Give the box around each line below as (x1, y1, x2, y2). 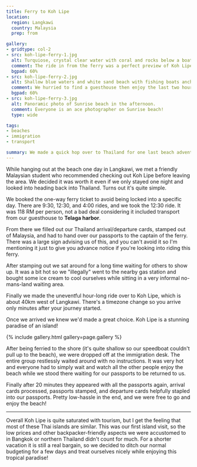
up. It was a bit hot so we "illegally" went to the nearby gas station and (6, 268, 176, 275)
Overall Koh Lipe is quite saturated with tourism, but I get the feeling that (6, 417, 181, 424)
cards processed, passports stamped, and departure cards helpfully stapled (6, 387, 191, 394)
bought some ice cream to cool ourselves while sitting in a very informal (6, 274, 180, 282)
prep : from (11, 31, 38, 36)
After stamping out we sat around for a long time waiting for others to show (6, 262, 188, 269)
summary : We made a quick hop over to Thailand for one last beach (6, 150, 175, 155)
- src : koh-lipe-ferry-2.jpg (6, 74, 77, 80)
